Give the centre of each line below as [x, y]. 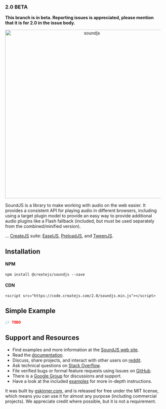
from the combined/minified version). [43, 226]
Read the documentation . [38, 355]
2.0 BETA [17, 7]
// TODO [13, 322]
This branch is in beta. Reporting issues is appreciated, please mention [80, 18]
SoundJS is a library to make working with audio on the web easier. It [75, 205]
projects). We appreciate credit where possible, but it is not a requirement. [81, 401]
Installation [23, 251]
